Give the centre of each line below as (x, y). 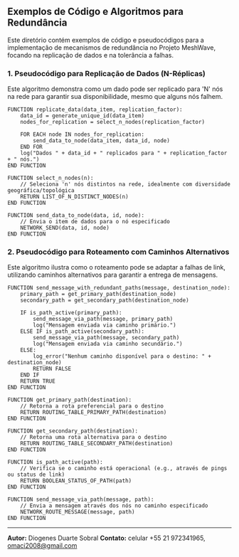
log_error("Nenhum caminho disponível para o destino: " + (122, 356)
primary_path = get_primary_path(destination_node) (98, 295)
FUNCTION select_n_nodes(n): (51, 178)
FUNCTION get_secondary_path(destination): (73, 431)
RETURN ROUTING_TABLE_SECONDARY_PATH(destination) (97, 444)
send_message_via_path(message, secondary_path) (106, 338)
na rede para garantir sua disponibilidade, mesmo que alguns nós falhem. (115, 97)
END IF (30, 375)
